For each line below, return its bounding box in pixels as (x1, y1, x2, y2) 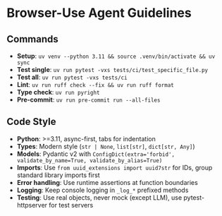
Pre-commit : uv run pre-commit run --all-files (16, 95, 161, 104)
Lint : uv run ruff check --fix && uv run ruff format (16, 80, 174, 89)
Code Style (6, 116, 56, 128)
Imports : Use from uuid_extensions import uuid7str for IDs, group (16, 163, 213, 172)
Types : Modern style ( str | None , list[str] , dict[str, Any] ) (16, 142, 195, 150)
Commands (6, 33, 59, 45)
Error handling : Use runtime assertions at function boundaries (16, 178, 198, 186)
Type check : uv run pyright (16, 88, 100, 96)
